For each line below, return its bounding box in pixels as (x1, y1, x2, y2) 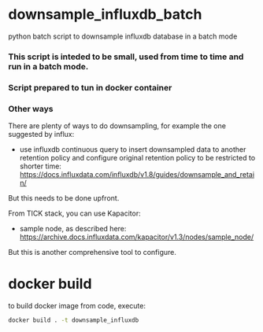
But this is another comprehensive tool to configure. (8, 248, 177, 257)
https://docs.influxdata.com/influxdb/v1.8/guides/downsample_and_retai (19, 170, 254, 179)
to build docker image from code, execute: (8, 301, 146, 311)
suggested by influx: (8, 130, 75, 139)
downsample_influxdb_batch (8, 6, 202, 24)
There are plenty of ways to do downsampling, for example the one (8, 121, 227, 131)
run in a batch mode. (8, 61, 89, 72)
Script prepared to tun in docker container (8, 82, 172, 93)
